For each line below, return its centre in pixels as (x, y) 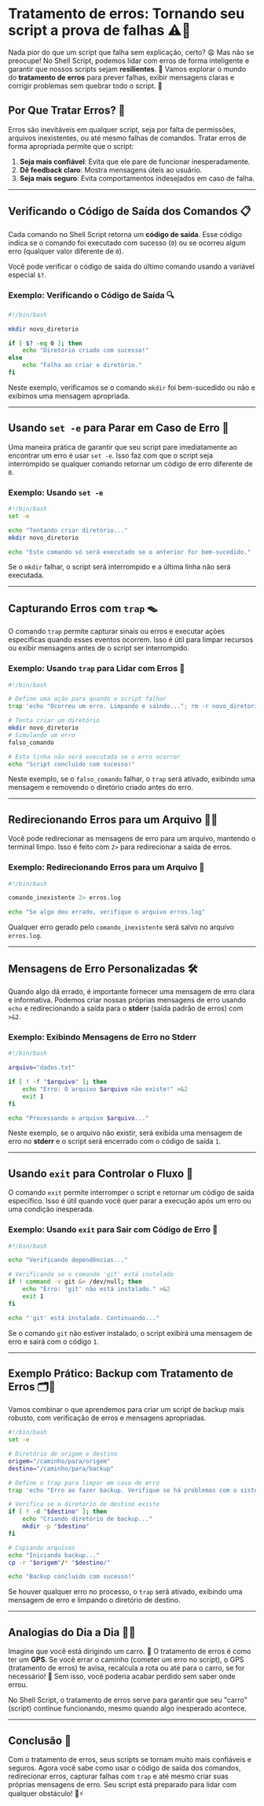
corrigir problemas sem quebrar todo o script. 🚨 (85, 85)
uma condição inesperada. (51, 1209)
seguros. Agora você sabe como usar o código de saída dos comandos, (125, 1767)
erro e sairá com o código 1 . (54, 1341)
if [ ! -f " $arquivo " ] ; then (58, 1082)
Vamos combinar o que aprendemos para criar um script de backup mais (126, 1410)
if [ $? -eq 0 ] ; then (45, 343)
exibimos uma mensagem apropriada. (69, 395)
